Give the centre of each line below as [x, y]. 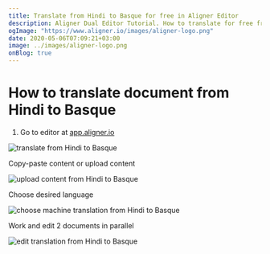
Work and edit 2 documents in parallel [71, 225]
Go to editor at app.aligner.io [67, 132]
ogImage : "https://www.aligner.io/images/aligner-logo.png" [111, 31]
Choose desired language [51, 195]
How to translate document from [119, 93]
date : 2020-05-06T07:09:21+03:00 [64, 38]
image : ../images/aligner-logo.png [68, 46]
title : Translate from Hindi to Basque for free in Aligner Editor [124, 16]
